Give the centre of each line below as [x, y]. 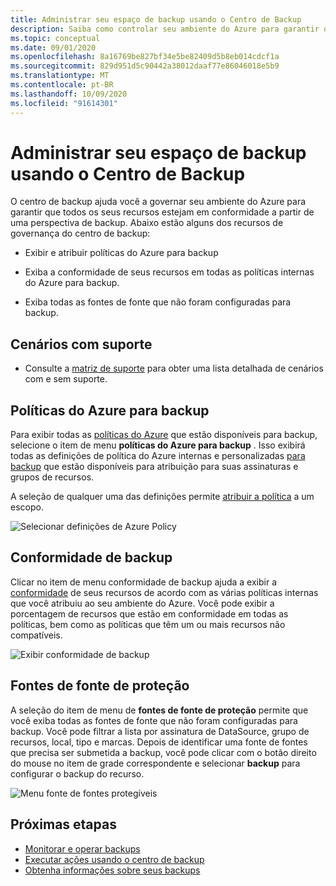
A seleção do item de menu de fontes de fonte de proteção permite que [159, 710]
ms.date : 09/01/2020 [53, 47]
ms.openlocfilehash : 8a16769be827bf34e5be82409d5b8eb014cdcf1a [145, 57]
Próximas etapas [63, 824]
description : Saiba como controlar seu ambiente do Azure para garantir [165, 29]
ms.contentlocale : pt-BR [62, 85]
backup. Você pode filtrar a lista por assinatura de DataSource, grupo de [160, 731]
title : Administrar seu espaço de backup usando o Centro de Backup [156, 19]
